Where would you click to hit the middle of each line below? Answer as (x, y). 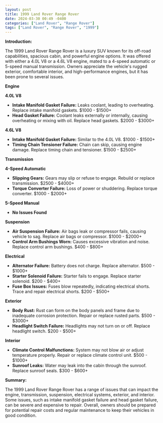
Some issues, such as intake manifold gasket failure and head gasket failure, (81, 400)
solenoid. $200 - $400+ (36, 281)
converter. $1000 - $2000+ (39, 194)
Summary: (16, 380)
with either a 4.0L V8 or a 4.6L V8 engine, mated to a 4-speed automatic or (80, 61)
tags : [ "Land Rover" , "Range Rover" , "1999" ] (52, 28)
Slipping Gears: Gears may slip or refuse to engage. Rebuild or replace (83, 178)
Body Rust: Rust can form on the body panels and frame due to (76, 311)
